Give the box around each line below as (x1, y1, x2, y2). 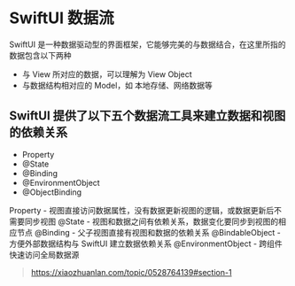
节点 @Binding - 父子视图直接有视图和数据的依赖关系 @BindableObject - (16, 227, 282, 237)
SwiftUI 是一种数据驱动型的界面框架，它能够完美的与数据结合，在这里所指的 (9, 39, 286, 50)
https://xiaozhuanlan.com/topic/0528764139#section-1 (30, 267, 232, 277)
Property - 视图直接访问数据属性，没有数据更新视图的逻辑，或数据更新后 (9, 205, 275, 215)
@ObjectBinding (21, 187, 82, 197)
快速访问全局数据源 (9, 249, 80, 259)
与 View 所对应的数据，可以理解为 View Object (21, 68, 192, 80)
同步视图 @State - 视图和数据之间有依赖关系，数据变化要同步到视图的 (24, 216, 279, 227)
